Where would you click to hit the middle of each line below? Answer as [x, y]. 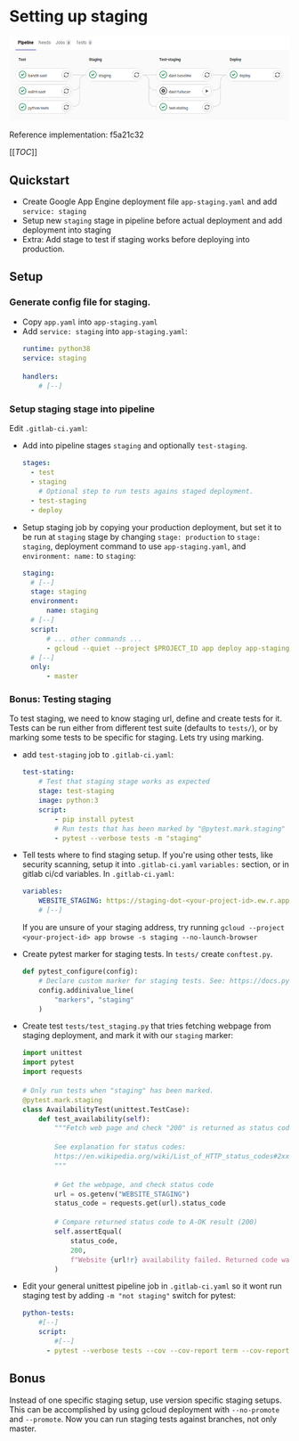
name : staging [72, 611]
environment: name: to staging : [79, 555]
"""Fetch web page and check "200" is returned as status [164, 1128]
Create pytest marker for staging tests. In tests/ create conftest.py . [147, 954]
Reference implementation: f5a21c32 [77, 135]
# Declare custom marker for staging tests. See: [132, 981]
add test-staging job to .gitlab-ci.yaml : [98, 755]
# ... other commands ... [94, 639]
